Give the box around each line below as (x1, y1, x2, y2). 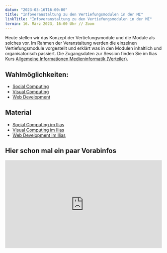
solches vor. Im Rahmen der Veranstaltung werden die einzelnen (5, 40, 137, 46)
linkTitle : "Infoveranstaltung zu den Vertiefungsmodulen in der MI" (5, 16, 153, 21)
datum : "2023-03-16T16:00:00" (5, 7, 68, 12)
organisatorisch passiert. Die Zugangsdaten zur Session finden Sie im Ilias (5, 51, 158, 57)
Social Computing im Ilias (12, 121, 65, 127)
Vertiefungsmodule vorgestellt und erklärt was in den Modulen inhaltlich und (5, 45, 162, 51)
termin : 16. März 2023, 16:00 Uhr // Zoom (5, 21, 94, 26)
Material (5, 108, 31, 117)
